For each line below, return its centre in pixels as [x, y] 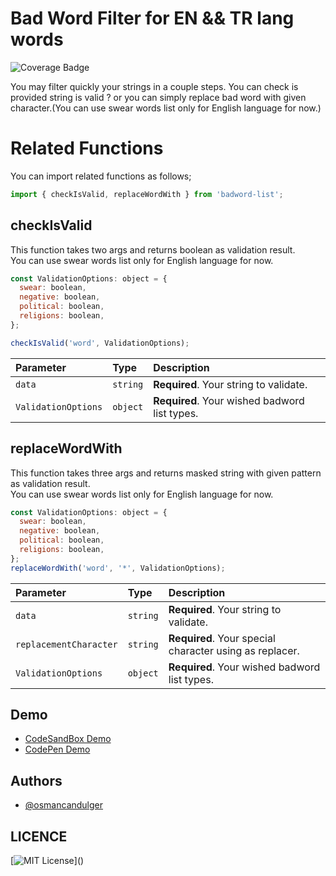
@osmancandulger [64, 805]
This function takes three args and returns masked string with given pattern [166, 473]
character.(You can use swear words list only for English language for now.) [166, 108]
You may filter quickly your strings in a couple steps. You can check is [154, 86]
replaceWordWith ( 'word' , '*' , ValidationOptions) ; [118, 568]
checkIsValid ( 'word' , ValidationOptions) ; [100, 343]
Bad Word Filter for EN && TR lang [152, 18]
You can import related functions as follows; [101, 176]
